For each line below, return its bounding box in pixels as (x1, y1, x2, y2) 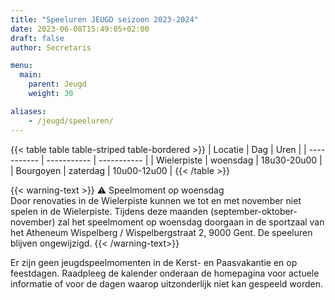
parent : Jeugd (28, 79, 87, 90)
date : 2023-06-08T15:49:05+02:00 (10, 24, 150, 34)
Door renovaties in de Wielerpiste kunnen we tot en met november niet (10, 194, 302, 206)
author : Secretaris (10, 42, 92, 53)
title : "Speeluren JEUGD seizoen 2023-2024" (10, 14, 199, 25)
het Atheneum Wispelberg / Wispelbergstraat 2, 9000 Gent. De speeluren (10, 226, 313, 238)
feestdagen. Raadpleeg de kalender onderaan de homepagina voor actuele (10, 267, 320, 279)
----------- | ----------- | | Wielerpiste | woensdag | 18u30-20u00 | (46, 154, 323, 166)
